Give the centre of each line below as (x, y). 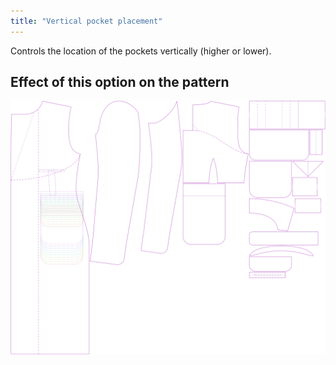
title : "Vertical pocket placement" (86, 21)
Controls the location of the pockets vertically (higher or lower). (141, 51)
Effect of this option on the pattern (120, 82)
